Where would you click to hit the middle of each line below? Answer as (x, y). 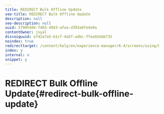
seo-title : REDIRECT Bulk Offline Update (48, 14)
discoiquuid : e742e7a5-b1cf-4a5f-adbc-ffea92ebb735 (59, 37)
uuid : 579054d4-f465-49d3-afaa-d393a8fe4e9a (51, 28)
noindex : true (20, 41)
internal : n (17, 55)
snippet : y (16, 59)
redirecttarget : (21, 46)
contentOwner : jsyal (26, 32)
